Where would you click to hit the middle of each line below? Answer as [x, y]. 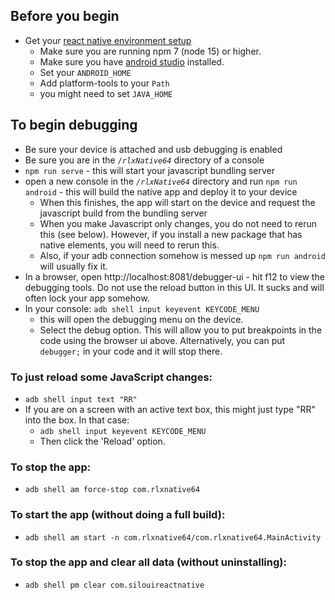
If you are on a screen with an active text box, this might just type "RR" [170, 409]
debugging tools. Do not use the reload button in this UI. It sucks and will [174, 287]
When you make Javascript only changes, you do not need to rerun [178, 223]
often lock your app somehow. [87, 298]
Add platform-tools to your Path [104, 83]
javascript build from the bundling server [123, 213]
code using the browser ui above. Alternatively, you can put [162, 340]
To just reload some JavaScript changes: [111, 377]
